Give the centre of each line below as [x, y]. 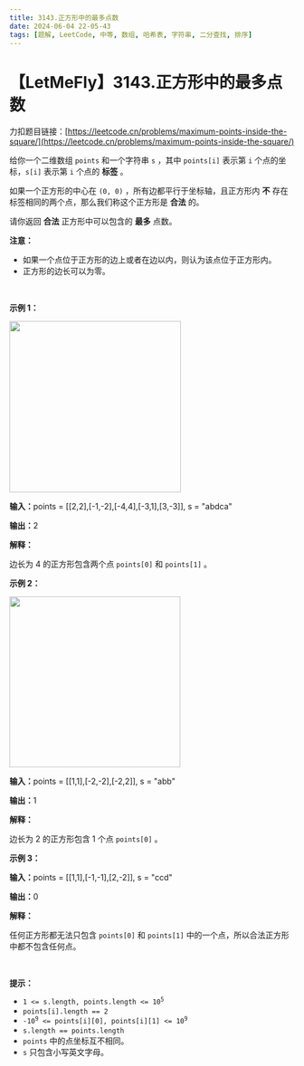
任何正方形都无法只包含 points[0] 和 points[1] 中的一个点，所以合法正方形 [149, 935]
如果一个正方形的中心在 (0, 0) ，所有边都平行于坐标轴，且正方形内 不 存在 [149, 191]
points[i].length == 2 [65, 1012]
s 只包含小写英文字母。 [65, 1052]
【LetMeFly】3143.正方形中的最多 [138, 82]
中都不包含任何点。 [45, 947]
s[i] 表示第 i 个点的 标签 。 [77, 172]
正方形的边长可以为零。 [66, 271]
